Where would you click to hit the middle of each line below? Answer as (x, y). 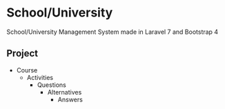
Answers (70, 99)
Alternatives (65, 92)
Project (22, 53)
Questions (51, 85)
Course (27, 70)
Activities (40, 77)
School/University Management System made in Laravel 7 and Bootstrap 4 (112, 32)
